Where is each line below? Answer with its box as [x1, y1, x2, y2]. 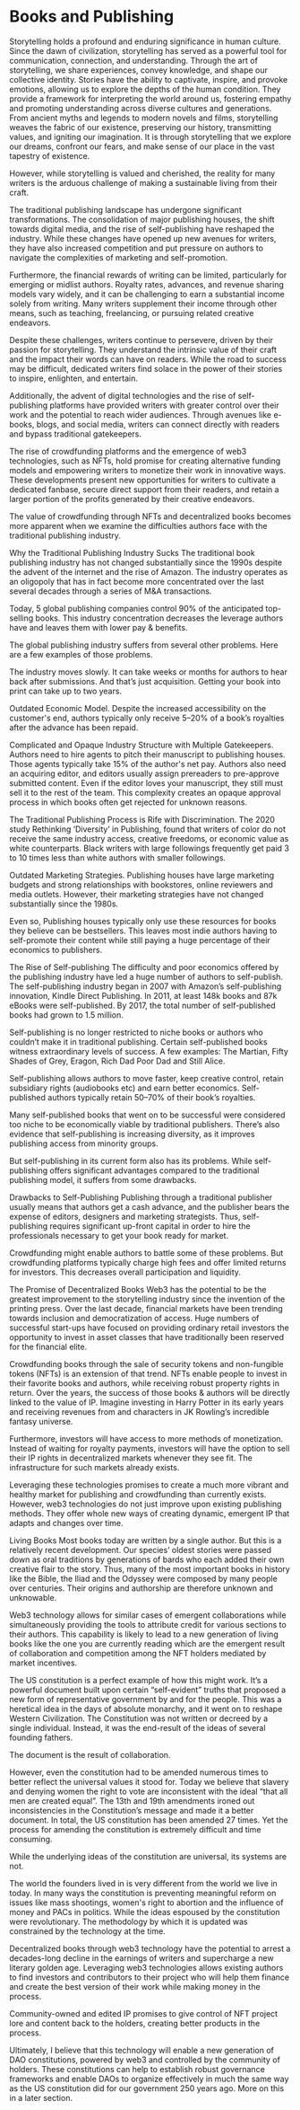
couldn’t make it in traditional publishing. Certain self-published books [9, 1036, 268, 1047]
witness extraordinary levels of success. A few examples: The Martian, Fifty [9, 1046, 289, 1056]
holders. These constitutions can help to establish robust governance [9, 2063, 266, 2074]
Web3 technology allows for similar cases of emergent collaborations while [9, 1610, 287, 1620]
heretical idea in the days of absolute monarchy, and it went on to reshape [9, 1703, 283, 1714]
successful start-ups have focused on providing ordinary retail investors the [9, 1322, 289, 1333]
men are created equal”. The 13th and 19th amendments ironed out [9, 1795, 255, 1806]
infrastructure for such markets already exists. [9, 1461, 180, 1472]
